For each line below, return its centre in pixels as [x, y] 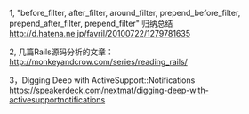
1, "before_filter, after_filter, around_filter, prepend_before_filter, [125, 13]
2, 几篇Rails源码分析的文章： [61, 52]
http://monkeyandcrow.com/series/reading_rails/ [99, 62]
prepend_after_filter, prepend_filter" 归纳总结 [91, 23]
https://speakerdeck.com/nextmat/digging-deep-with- [109, 90]
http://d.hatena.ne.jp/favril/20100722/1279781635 [100, 33]
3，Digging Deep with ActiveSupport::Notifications [102, 80]
